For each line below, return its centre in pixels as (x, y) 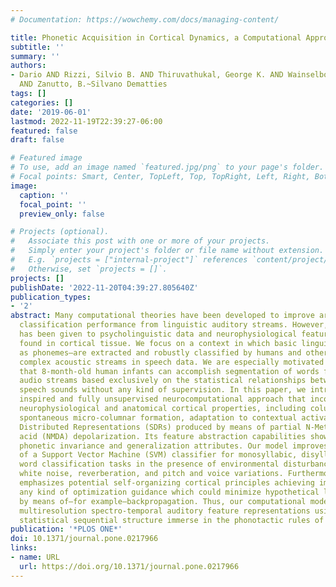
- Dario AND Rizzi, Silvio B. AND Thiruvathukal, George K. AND (147, 75)
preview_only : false (62, 214)
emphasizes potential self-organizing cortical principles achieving (167, 483)
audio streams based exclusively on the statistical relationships (163, 381)
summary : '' (35, 56)
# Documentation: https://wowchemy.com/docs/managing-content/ (145, 19)
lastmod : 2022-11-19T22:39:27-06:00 (86, 121)
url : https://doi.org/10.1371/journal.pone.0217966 (129, 566)
